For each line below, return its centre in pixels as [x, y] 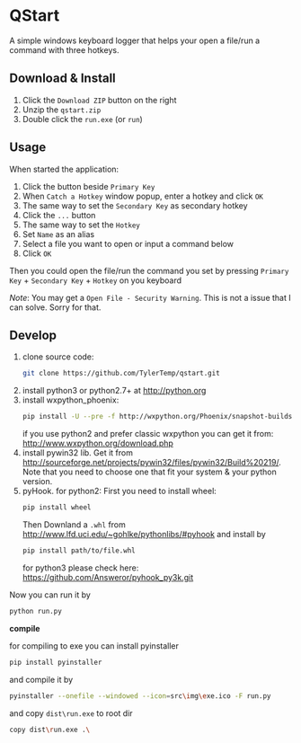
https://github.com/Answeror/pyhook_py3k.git [108, 577]
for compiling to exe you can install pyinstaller [94, 646]
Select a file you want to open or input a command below [128, 243]
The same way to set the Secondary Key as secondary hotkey [135, 205]
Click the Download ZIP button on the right [99, 100]
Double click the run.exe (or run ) [83, 119]
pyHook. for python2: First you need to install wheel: [120, 491]
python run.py [36, 611]
